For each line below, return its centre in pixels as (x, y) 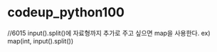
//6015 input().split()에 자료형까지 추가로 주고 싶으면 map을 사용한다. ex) (109, 33)
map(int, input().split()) (40, 41)
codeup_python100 (66, 12)
